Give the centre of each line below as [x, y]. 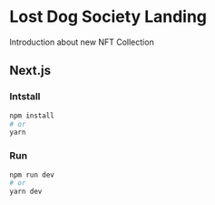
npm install [32, 116]
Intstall [25, 97]
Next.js [30, 71]
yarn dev [26, 192]
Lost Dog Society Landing [108, 17]
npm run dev [32, 175]
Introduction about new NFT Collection [82, 42]
